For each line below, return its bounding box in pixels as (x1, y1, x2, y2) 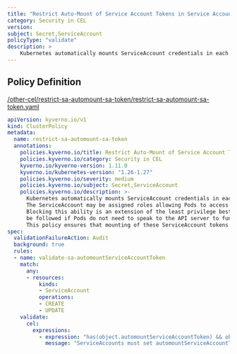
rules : (13, 248, 33, 255)
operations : (38, 294, 74, 301)
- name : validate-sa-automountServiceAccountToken (13, 254, 166, 262)
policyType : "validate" (7, 37, 78, 44)
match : (20, 261, 39, 268)
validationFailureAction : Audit (13, 234, 109, 241)
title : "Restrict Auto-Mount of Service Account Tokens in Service (7, 10, 210, 18)
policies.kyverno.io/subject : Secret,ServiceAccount (20, 182, 178, 189)
